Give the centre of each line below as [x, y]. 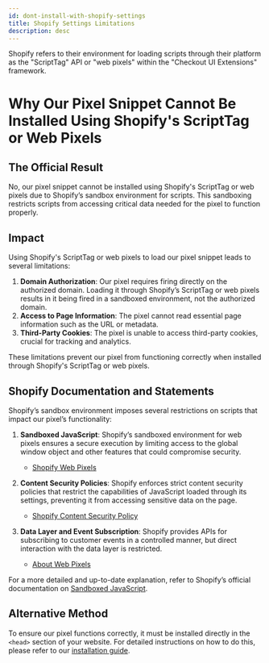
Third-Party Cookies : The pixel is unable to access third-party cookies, [139, 333]
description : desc [39, 31]
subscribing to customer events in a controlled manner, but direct [128, 540]
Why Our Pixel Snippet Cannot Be [122, 104]
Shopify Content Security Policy [85, 516]
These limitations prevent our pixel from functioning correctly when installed [135, 357]
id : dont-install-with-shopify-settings [77, 16]
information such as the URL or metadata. [89, 324]
